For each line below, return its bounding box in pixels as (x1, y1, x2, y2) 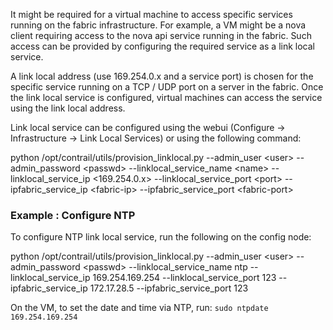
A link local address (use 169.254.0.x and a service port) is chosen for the (10, 70, 314, 82)
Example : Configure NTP (10, 208, 136, 222)
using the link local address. (10, 102, 126, 114)
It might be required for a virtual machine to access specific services (10, 9, 293, 20)
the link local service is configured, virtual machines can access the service (10, 92, 323, 103)
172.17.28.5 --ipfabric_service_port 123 (89, 282, 249, 294)
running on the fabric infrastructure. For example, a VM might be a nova (10, 19, 307, 31)
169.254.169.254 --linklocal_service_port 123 (92, 272, 277, 284)
